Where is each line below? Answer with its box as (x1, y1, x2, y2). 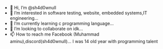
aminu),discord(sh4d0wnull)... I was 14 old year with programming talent (9, 39, 158, 44)
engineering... (9, 15, 39, 21)
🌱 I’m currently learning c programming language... (9, 20, 114, 26)
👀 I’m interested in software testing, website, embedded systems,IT (9, 10, 148, 16)
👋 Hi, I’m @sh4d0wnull (9, 5, 56, 10)
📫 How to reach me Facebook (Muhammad (9, 31, 100, 37)
